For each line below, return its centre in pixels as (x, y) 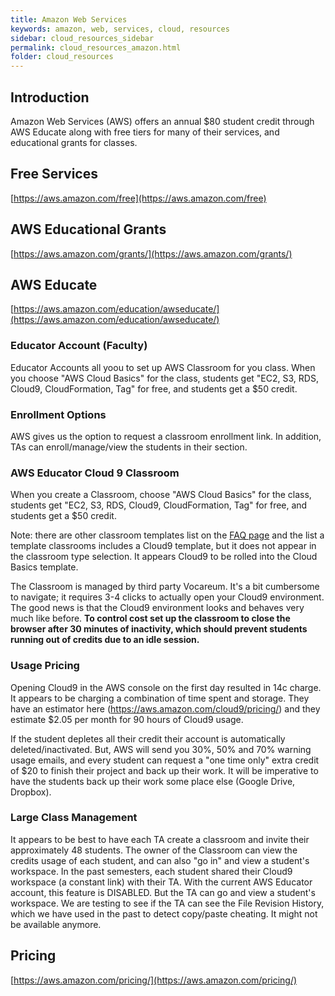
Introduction (50, 97)
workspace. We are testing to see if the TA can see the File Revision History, (167, 903)
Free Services (54, 174)
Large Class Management (74, 818)
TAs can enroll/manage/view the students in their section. (129, 447)
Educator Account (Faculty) (79, 346)
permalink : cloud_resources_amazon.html (96, 47)
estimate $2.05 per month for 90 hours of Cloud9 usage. (127, 719)
